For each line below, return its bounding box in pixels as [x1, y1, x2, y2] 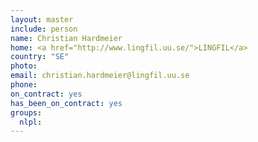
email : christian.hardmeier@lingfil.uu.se [10, 71, 190, 81]
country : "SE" [10, 52, 70, 62]
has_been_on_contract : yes [10, 98, 123, 108]
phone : [10, 80, 38, 90]
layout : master [10, 14, 74, 25]
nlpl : [19, 117, 43, 127]
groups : [10, 107, 43, 118]
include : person [10, 24, 78, 34]
